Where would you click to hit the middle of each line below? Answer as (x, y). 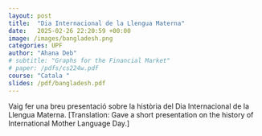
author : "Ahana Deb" (43, 53)
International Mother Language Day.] (69, 123)
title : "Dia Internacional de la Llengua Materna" (96, 23)
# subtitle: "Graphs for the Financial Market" (90, 61)
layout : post (30, 16)
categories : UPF (35, 46)
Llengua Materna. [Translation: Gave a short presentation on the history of (131, 114)
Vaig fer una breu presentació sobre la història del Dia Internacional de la (129, 106)
